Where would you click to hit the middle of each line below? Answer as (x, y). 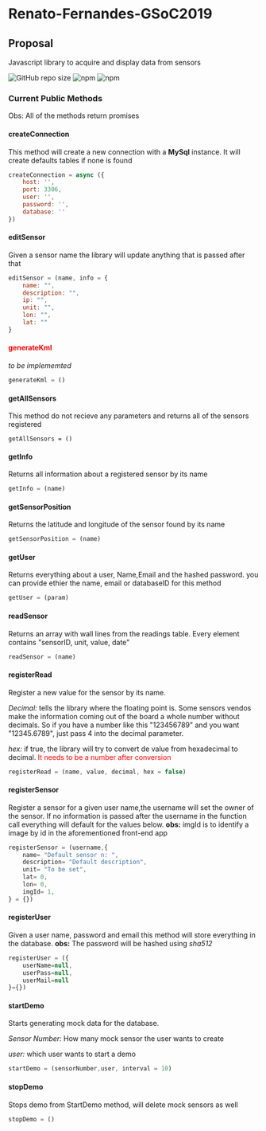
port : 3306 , (42, 190)
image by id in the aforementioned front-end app (88, 832)
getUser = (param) (39, 598)
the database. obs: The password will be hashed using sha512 (110, 943)
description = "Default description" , (85, 862)
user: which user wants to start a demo (72, 1054)
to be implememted (40, 366)
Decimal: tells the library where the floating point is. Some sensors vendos (130, 708)
